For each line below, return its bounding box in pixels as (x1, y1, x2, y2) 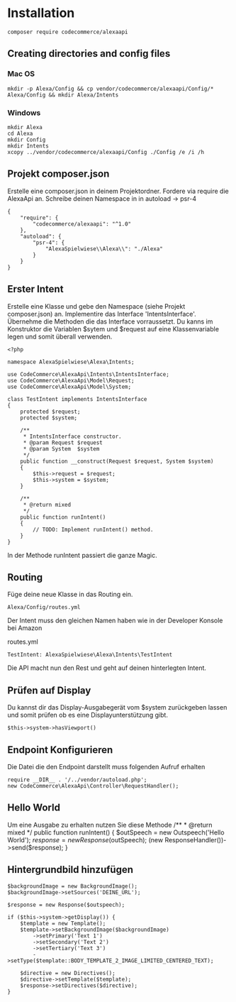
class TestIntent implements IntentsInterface (7, 395, 147, 402)
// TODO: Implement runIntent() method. (33, 526, 154, 533)
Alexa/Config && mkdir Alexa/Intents (7, 91, 119, 99)
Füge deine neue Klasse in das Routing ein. (7, 590, 133, 599)
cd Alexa (7, 130, 33, 137)
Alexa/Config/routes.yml (7, 604, 81, 611)
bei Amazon (7, 624, 43, 632)
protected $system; (20, 414, 78, 422)
